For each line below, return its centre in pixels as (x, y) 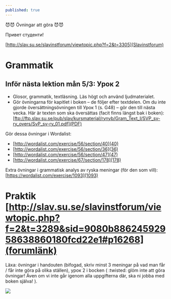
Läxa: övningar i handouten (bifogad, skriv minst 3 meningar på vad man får (85, 265)
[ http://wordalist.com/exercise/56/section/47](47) (65, 154)
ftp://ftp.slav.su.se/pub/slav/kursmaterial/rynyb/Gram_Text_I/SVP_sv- (87, 118)
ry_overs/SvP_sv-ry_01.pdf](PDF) (47, 124)
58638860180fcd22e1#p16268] (75, 240)
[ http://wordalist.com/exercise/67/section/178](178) (67, 160)
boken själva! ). (21, 281)
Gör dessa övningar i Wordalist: (38, 133)
